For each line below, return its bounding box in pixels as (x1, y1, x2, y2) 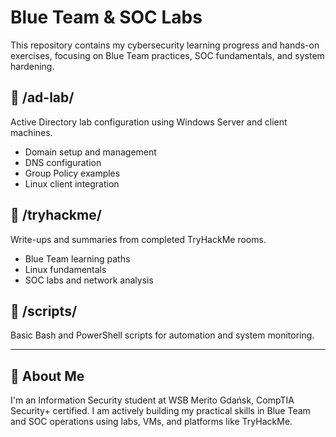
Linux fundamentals (24, 263, 107, 275)
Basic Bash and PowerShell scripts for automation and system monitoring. (10, 329, 315, 341)
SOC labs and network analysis (24, 274, 154, 286)
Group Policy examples (24, 167, 121, 179)
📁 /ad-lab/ (10, 89, 75, 106)
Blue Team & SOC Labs (10, 6, 203, 29)
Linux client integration (24, 177, 120, 190)
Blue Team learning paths (24, 252, 131, 265)
